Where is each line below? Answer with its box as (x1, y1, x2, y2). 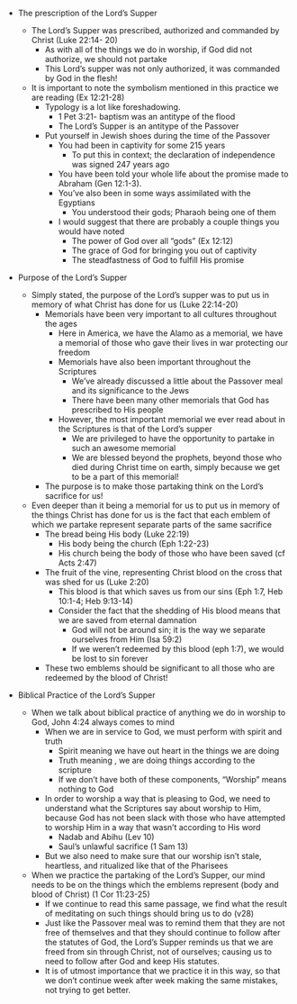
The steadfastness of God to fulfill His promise (71, 255, 245, 265)
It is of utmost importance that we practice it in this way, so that (44, 965, 281, 976)
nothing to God (58, 783, 114, 794)
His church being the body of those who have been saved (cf (58, 548, 285, 558)
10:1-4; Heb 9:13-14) (58, 596, 133, 606)
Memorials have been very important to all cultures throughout (44, 309, 277, 319)
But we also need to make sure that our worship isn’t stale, (44, 851, 263, 861)
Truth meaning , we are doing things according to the (58, 755, 256, 765)
